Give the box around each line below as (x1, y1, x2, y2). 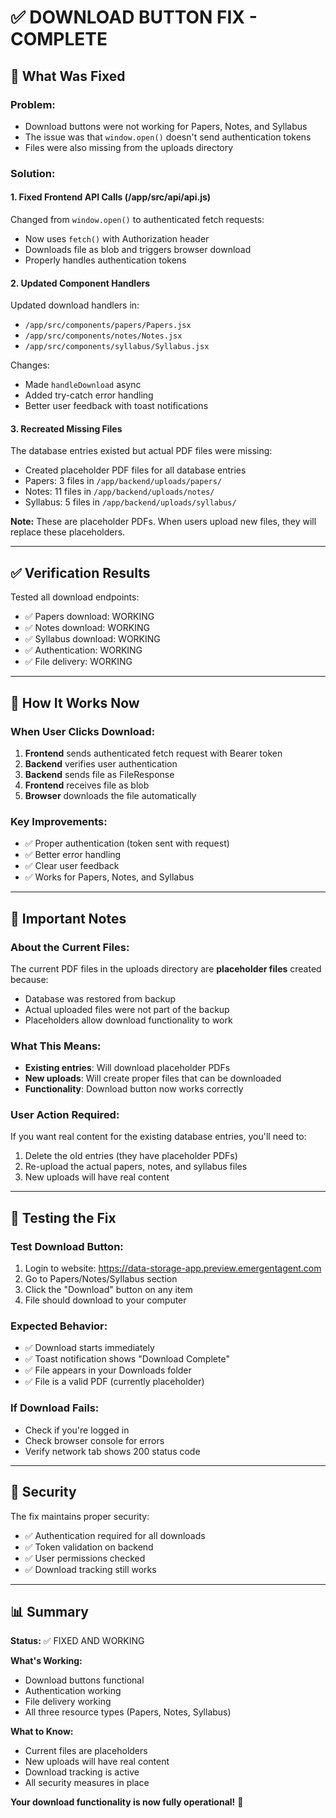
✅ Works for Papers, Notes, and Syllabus (24, 871, 195, 883)
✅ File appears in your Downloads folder (24, 1364, 192, 1376)
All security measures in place (24, 1777, 150, 1789)
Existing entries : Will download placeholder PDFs (24, 1062, 231, 1074)
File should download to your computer (24, 1294, 187, 1306)
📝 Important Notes (10, 910, 127, 927)
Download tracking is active (24, 1766, 140, 1778)
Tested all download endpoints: (10, 591, 140, 603)
